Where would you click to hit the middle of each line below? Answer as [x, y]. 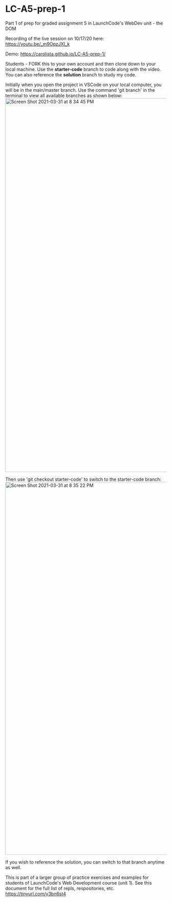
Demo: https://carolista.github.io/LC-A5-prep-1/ [56, 54]
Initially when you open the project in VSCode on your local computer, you [84, 85]
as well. [13, 867]
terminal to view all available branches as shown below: [64, 95]
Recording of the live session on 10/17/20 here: [55, 38]
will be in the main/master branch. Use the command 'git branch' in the [80, 90]
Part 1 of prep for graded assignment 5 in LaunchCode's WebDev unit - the [84, 23]
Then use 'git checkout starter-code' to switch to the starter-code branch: [83, 479]
